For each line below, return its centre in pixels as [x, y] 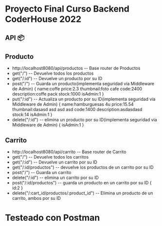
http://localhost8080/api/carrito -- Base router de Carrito [69, 152]
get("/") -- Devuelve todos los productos [53, 73]
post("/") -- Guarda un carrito [42, 173]
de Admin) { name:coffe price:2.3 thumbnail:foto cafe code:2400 [77, 89]
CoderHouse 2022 [43, 19]
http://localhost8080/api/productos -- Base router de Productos [76, 68]
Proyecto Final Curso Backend [67, 9]
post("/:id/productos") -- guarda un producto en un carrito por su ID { [82, 183]
